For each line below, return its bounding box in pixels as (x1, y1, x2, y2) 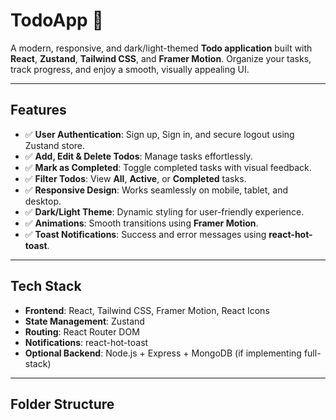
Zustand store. (24, 139, 86, 151)
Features (10, 102, 67, 119)
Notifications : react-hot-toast (24, 336, 149, 348)
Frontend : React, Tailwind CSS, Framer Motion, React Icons (24, 304, 270, 316)
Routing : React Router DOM (24, 325, 140, 338)
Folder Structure (10, 395, 115, 413)
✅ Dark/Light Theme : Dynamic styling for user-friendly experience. (24, 205, 305, 218)
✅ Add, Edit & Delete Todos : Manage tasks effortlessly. (24, 150, 253, 162)
